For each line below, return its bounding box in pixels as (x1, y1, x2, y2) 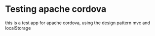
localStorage (5, 25, 31, 31)
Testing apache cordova (5, 3, 107, 15)
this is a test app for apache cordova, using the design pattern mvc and (5, 20, 151, 26)
